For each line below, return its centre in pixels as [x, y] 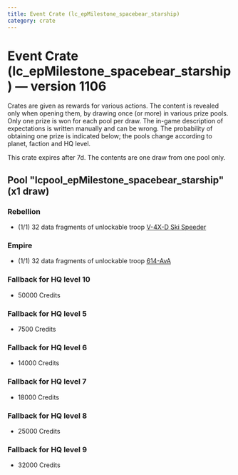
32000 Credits [39, 465]
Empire [20, 245]
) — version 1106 [57, 86]
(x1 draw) [29, 191]
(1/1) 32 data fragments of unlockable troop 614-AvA [94, 261]
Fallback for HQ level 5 [47, 313]
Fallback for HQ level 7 [47, 382]
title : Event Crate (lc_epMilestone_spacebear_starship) [94, 14]
